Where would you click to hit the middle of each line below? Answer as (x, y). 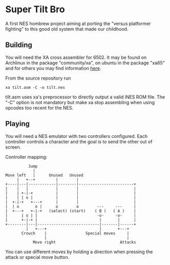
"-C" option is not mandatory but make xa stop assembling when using (80, 102)
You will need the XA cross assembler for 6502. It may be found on (76, 57)
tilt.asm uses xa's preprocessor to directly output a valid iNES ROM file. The (85, 97)
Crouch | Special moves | (75, 233)
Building (19, 45)
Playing (17, 124)
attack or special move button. (37, 257)
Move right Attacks (84, 242)
